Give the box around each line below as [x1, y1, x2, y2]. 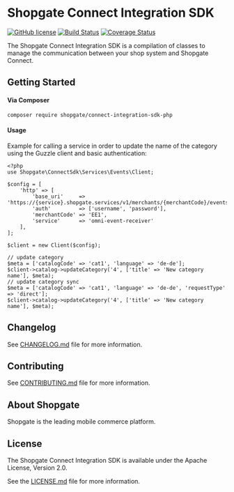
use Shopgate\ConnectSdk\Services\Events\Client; [7, 169, 155, 176]
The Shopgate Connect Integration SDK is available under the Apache [7, 456, 208, 464]
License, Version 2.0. [7, 463, 68, 472]
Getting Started [7, 77, 76, 89]
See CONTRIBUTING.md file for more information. [7, 378, 151, 387]
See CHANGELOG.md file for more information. [7, 340, 143, 348]
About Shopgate [7, 399, 80, 410]
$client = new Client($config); [7, 242, 101, 249]
